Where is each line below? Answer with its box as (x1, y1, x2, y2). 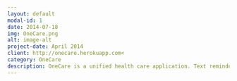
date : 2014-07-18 (7, 23, 59, 30)
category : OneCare (7, 56, 61, 63)
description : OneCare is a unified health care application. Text (7, 63, 207, 70)
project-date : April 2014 (7, 43, 83, 50)
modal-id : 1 (7, 17, 42, 24)
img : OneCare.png (7, 30, 59, 37)
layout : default (7, 10, 55, 18)
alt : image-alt (7, 37, 52, 44)
